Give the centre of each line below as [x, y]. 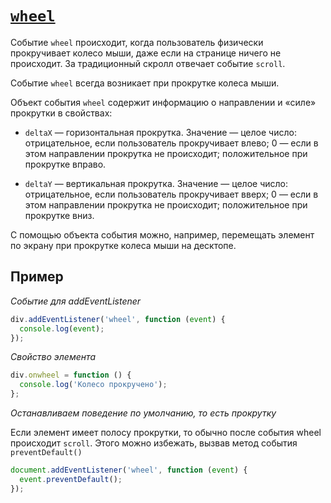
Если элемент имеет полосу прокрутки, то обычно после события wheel [166, 432]
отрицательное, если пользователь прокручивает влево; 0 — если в [171, 143]
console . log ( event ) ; [62, 328]
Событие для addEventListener [76, 301]
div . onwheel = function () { [71, 375]
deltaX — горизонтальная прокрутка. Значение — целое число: [160, 132]
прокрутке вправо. [65, 164]
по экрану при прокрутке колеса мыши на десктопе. [123, 245]
